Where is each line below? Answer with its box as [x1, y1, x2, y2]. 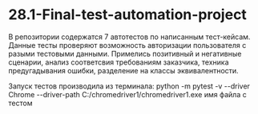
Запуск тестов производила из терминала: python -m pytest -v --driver [8, 81, 251, 91]
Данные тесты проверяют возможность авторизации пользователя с [8, 40, 247, 49]
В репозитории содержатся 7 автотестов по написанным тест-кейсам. [8, 32, 251, 41]
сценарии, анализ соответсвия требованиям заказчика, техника [8, 57, 230, 67]
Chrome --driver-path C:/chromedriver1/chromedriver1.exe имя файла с [8, 89, 247, 99]
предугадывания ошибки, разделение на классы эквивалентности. [8, 65, 239, 75]
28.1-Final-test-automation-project [8, 6, 247, 24]
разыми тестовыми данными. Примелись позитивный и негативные [8, 49, 242, 58]
